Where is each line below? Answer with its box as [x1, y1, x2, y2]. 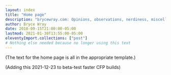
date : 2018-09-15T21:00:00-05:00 [5, 26, 76, 31]
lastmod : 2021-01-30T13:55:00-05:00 [5, 31, 83, 36]
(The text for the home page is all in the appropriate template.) [5, 54, 136, 60]
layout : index [5, 7, 36, 13]
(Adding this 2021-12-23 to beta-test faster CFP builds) [5, 64, 121, 70]
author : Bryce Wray [5, 21, 47, 27]
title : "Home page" [5, 12, 47, 17]
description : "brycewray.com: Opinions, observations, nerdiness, [5, 17, 149, 22]
